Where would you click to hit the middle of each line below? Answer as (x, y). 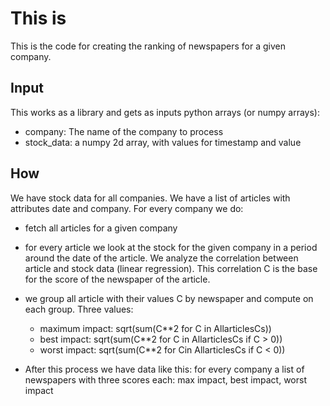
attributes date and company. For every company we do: (127, 208)
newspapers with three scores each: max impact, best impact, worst (165, 379)
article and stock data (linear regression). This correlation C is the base (171, 268)
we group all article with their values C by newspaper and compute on (169, 298)
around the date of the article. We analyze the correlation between (161, 258)
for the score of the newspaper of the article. (117, 279)
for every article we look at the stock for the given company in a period (171, 247)
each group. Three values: (79, 309)
